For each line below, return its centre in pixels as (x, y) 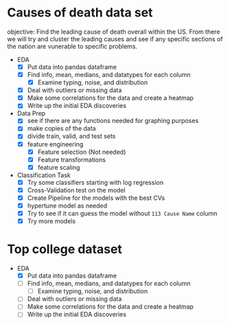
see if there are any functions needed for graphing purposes (113, 121)
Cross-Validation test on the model (76, 190)
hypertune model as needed (67, 205)
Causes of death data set (80, 13)
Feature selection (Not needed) (82, 152)
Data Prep (31, 113)
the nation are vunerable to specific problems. (72, 46)
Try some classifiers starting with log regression (95, 182)
